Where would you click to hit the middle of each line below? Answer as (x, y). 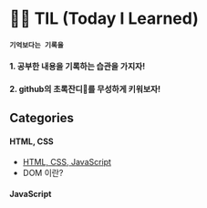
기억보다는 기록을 (36, 45)
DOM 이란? (43, 172)
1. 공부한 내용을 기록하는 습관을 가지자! (78, 67)
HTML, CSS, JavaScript (67, 161)
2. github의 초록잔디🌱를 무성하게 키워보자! (85, 88)
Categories (42, 118)
